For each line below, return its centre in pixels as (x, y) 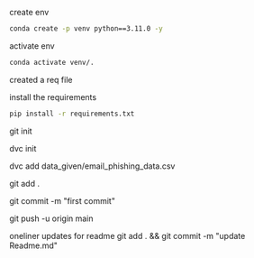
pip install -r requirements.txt (72, 114)
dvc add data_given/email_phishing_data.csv (92, 166)
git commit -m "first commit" (62, 200)
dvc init (23, 148)
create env (29, 12)
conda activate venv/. (52, 62)
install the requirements (53, 97)
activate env (32, 46)
